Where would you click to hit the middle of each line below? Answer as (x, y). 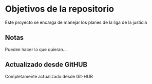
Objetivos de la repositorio (60, 9)
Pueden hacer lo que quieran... (36, 49)
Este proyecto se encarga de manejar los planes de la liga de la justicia (76, 22)
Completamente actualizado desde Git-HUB (49, 76)
